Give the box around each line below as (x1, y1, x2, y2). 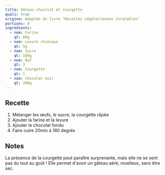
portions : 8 (5, 21, 30, 26)
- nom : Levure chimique (9, 39, 58, 44)
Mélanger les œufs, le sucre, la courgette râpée (12, 112, 109, 118)
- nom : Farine (9, 30, 38, 35)
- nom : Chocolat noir (9, 76, 54, 81)
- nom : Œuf (9, 58, 32, 63)
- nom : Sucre (9, 48, 36, 53)
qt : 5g (14, 44, 28, 49)
